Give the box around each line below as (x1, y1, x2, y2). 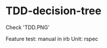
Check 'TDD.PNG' (5, 24, 50, 31)
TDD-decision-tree (5, 4, 102, 18)
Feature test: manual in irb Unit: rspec (5, 35, 99, 42)
